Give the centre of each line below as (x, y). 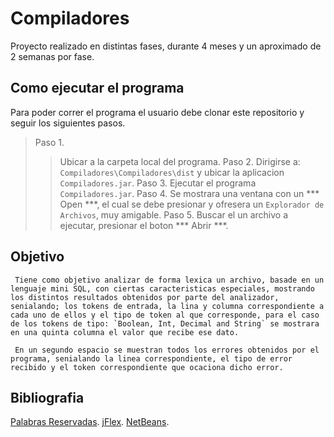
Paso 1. (49, 142)
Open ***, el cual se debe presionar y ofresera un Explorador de (192, 204)
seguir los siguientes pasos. (68, 123)
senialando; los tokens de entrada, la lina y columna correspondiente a (167, 306)
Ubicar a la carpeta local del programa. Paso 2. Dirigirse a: (180, 161)
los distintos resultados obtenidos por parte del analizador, (145, 297)
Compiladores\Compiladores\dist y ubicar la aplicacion (172, 172)
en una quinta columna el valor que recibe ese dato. (125, 332)
